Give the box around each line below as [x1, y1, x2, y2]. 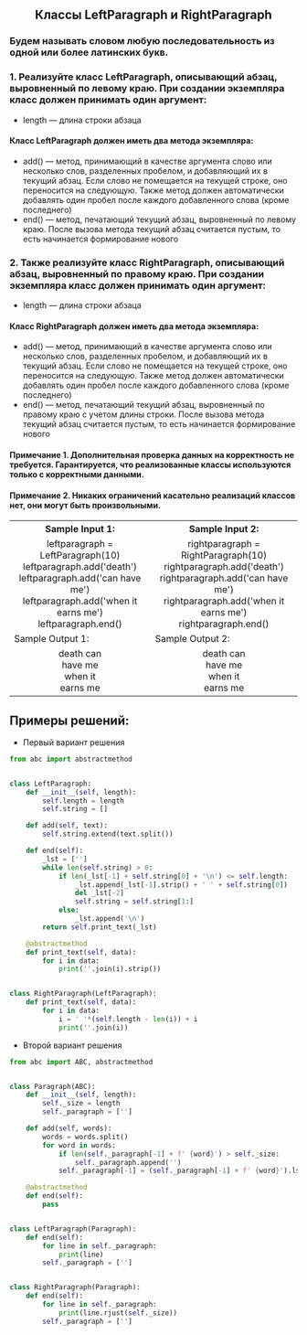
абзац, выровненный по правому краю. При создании [9, 267, 265, 280]
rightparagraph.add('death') [164, 561, 285, 573]
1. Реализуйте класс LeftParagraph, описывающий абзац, [9, 70, 278, 83]
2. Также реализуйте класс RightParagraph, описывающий [9, 256, 285, 269]
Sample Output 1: [14, 633, 90, 646]
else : [58, 905, 79, 915]
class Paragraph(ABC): [9, 1082, 96, 1091]
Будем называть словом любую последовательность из [9, 35, 275, 48]
